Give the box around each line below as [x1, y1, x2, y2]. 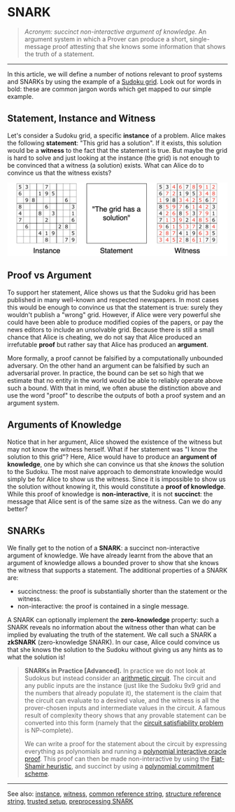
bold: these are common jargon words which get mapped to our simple [7, 85, 212, 93]
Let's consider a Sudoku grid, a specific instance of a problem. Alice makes [7, 131, 226, 140]
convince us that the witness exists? [7, 168, 112, 177]
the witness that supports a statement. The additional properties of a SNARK [7, 566, 228, 574]
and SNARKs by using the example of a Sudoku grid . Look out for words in [7, 77, 222, 86]
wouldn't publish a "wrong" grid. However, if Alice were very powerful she [7, 310, 221, 319]
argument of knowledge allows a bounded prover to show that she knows [7, 558, 219, 567]
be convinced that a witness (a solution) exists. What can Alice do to [7, 161, 204, 169]
